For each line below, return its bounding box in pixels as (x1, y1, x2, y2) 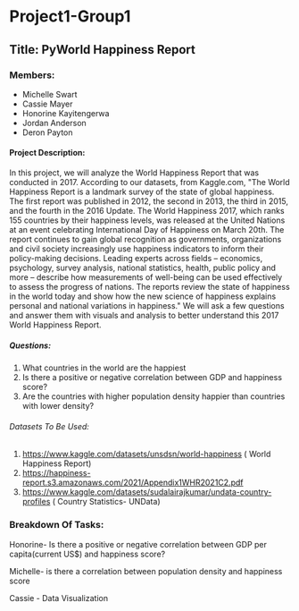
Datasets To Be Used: (9, 420, 89, 431)
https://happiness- (21, 468, 91, 479)
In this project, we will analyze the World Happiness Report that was (9, 167, 260, 178)
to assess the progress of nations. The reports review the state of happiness (9, 282, 290, 293)
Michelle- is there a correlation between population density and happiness (9, 565, 283, 576)
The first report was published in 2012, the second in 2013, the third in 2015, (9, 196, 288, 207)
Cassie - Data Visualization (9, 592, 109, 603)
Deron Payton (21, 127, 73, 138)
